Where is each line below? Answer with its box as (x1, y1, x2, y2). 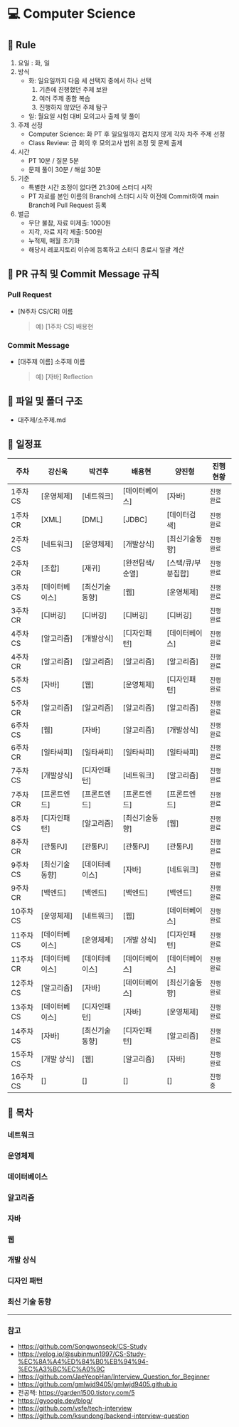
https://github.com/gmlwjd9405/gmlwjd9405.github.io (17, 1379, 178, 1388)
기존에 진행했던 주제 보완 (38, 85, 108, 93)
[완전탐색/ (122, 558, 155, 568)
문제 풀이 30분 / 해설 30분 (28, 165, 102, 174)
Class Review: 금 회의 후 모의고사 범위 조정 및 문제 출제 (28, 139, 183, 147)
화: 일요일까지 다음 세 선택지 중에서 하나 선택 (28, 76, 152, 85)
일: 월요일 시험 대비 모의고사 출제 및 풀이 (28, 112, 141, 120)
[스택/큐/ (166, 558, 195, 568)
